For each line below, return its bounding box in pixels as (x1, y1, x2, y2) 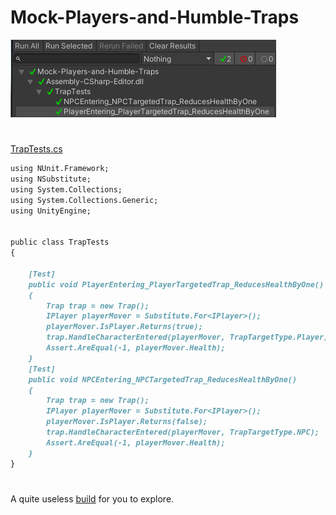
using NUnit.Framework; (10, 164, 110, 174)
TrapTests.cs (10, 143, 63, 155)
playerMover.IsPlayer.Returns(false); (46, 417, 208, 427)
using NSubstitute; (10, 174, 92, 184)
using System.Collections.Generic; (10, 195, 159, 205)
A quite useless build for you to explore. (10, 492, 175, 505)
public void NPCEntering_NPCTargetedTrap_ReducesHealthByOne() (28, 374, 298, 385)
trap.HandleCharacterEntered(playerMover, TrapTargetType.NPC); (46, 427, 320, 437)
